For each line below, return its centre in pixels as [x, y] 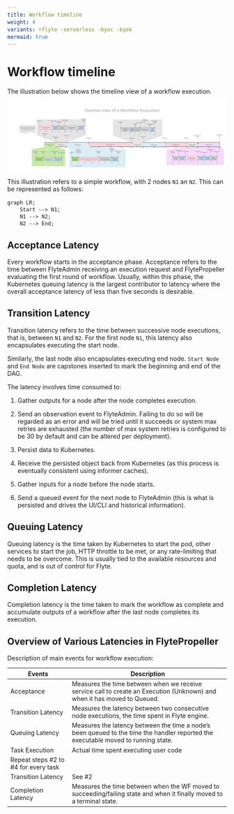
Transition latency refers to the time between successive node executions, [114, 330]
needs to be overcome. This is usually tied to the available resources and [112, 559]
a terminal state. [95, 801]
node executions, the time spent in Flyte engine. [140, 716]
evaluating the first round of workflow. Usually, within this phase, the [106, 276]
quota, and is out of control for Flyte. [60, 566]
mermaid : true [28, 37]
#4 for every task [35, 767]
